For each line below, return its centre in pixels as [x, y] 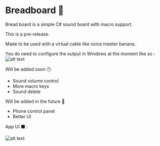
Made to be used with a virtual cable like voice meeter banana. [71, 44]
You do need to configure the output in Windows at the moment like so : [80, 54]
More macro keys [31, 86]
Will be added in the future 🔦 [35, 101]
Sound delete [27, 91]
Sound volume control [36, 81]
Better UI [22, 116]
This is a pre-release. [27, 34]
